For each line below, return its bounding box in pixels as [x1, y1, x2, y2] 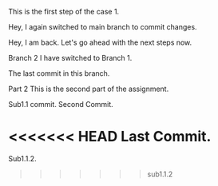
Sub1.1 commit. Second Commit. [8, 100, 113, 109]
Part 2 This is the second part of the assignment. [8, 84, 169, 93]
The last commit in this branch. [8, 69, 110, 78]
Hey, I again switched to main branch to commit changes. [8, 22, 197, 31]
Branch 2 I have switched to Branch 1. [8, 53, 133, 62]
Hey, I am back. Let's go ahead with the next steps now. [8, 38, 192, 47]
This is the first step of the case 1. [8, 7, 120, 16]
